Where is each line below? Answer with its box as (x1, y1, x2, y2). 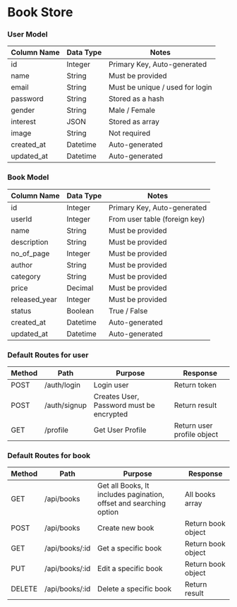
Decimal (66, 283, 94, 293)
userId (11, 214, 32, 224)
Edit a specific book (97, 564, 164, 574)
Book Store (7, 4, 73, 20)
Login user (93, 380, 129, 390)
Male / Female (108, 105, 156, 115)
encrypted (93, 409, 128, 419)
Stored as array (108, 117, 160, 127)
